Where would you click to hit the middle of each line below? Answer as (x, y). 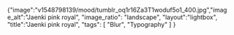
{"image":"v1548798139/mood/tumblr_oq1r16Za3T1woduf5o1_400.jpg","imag (117, 10)
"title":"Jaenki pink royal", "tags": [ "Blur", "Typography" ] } (92, 24)
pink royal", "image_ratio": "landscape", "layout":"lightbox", (133, 17)
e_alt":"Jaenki (27, 17)
